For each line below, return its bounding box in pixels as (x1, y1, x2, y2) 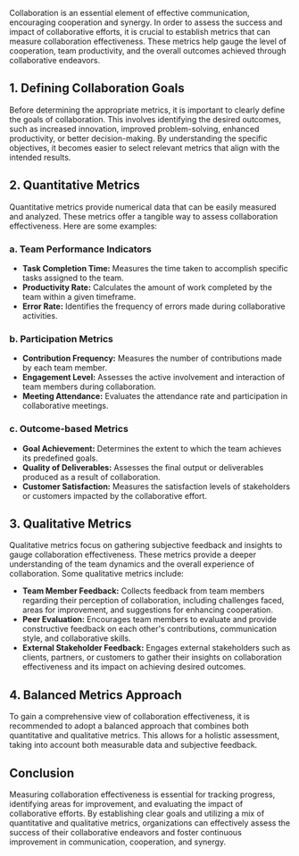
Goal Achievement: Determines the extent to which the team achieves (21, 443, 282, 453)
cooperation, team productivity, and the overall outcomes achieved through (9, 46, 287, 56)
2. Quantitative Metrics (9, 178, 140, 193)
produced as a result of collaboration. (21, 471, 161, 482)
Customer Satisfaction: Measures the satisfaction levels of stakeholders (21, 481, 291, 492)
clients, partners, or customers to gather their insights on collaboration (21, 652, 283, 663)
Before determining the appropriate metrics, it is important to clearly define (9, 104, 286, 115)
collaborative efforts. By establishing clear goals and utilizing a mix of (9, 808, 265, 819)
